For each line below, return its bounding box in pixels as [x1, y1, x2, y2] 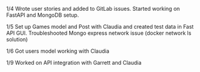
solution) [6, 36, 28, 43]
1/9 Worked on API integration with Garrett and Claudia [6, 59, 142, 66]
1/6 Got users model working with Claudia [6, 47, 110, 55]
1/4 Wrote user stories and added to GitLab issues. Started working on [6, 5, 180, 12]
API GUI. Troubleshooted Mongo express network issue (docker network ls [6, 29, 192, 37]
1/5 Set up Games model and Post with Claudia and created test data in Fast [6, 23, 194, 30]
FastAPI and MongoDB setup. [6, 11, 79, 19]
